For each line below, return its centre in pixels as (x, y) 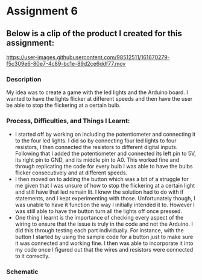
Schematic (22, 272)
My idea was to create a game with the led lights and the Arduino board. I (97, 92)
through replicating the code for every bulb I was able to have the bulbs (104, 166)
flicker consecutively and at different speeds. (71, 173)
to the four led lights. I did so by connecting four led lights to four (96, 141)
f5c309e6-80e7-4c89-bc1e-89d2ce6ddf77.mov (66, 64)
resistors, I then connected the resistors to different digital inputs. (96, 147)
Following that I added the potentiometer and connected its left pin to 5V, (105, 153)
